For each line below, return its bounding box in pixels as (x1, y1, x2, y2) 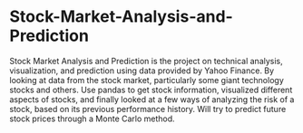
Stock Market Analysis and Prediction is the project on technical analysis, (9, 55, 283, 66)
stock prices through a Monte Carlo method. (9, 113, 175, 124)
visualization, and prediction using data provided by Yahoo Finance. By (9, 65, 275, 76)
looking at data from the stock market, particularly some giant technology (9, 74, 284, 85)
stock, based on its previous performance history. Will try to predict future (9, 103, 287, 114)
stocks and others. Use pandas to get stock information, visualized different (9, 84, 293, 95)
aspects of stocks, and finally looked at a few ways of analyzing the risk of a (9, 93, 295, 105)
